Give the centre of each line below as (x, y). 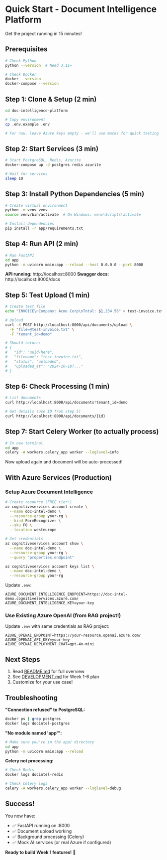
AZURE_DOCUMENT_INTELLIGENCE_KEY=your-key (50, 603)
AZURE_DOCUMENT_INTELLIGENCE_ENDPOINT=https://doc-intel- (66, 594)
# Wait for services (27, 174)
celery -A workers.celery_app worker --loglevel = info (62, 452)
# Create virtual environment (37, 205)
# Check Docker (21, 74)
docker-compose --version (32, 84)
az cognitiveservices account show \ (44, 544)
